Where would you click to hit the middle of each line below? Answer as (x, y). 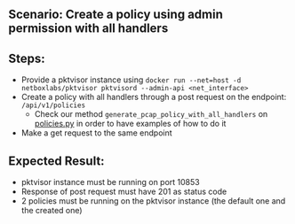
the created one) (52, 211)
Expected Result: (56, 161)
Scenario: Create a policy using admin (116, 15)
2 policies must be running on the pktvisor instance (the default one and (153, 201)
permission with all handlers (88, 29)
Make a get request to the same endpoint (96, 133)
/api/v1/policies (53, 105)
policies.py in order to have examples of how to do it (130, 124)
